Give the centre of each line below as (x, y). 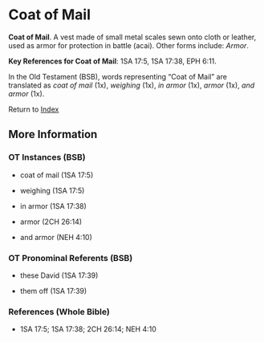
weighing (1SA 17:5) (52, 190)
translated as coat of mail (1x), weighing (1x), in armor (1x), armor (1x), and (132, 85)
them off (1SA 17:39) (53, 291)
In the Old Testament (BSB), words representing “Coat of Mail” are (118, 76)
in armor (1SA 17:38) (53, 206)
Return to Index (34, 109)
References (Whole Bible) (59, 311)
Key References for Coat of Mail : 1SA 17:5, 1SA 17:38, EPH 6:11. (112, 61)
